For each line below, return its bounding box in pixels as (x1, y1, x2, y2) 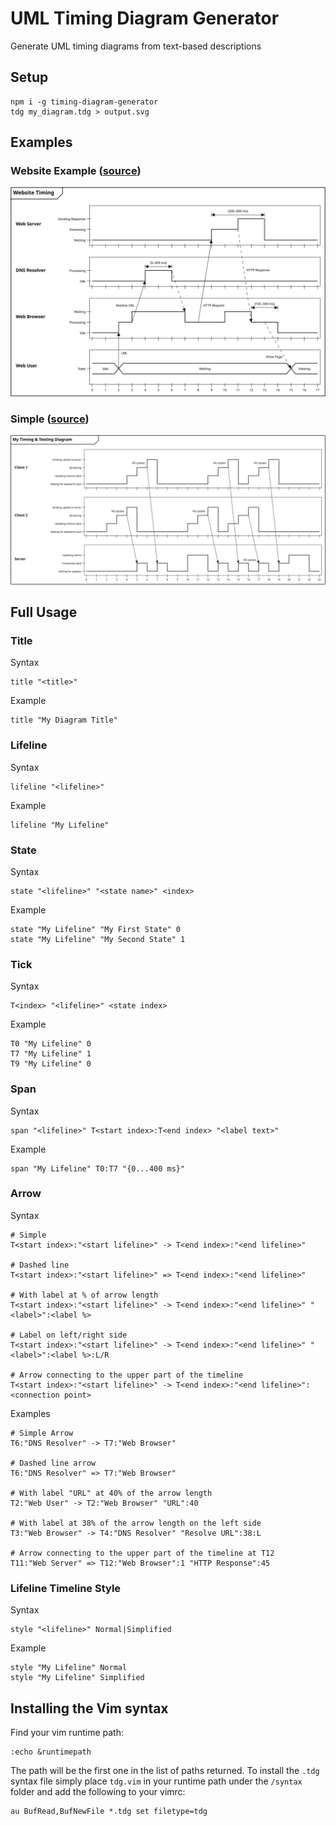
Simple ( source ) (10, 412, 90, 426)
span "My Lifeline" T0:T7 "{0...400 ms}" (10, 1163, 186, 1174)
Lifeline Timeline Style (10, 1581, 122, 1595)
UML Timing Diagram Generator (10, 7, 280, 30)
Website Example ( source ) (10, 164, 142, 178)
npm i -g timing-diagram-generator (10, 97, 159, 107)
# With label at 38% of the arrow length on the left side (10, 1518, 262, 1528)
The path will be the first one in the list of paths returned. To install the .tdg (10, 1764, 320, 1776)
